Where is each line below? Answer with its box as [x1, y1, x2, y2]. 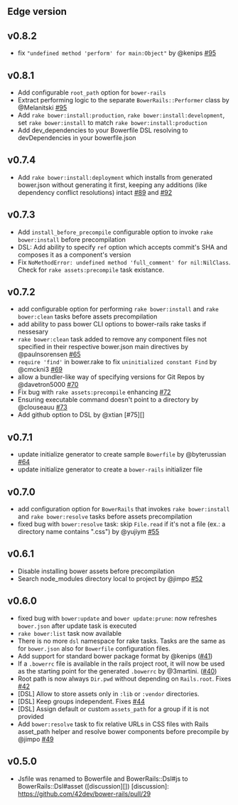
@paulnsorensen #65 [17, 350, 81, 358]
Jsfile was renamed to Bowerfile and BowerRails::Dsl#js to [17, 774, 188, 783]
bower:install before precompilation [17, 235, 126, 244]
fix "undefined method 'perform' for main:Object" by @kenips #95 [17, 49, 217, 58]
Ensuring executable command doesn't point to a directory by [17, 395, 199, 404]
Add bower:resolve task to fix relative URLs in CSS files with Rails [17, 720, 209, 728]
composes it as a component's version [17, 250, 131, 259]
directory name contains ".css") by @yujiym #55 [17, 528, 160, 536]
